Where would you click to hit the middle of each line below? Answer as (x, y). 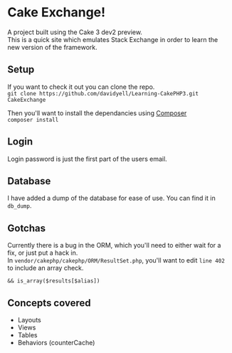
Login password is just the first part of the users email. (87, 159)
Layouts (29, 320)
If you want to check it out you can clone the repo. (81, 87)
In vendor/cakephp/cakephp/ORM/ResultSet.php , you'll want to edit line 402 (116, 260)
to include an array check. (46, 268)
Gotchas (27, 228)
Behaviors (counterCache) (56, 343)
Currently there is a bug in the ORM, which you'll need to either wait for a (114, 246)
